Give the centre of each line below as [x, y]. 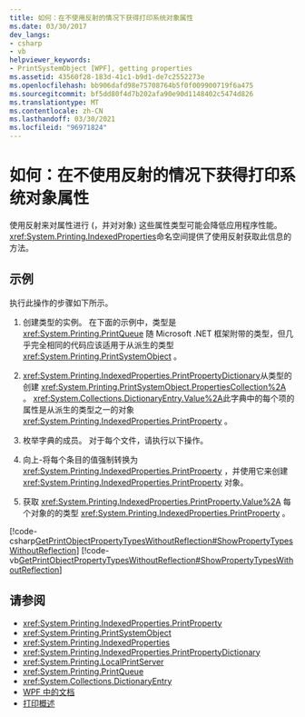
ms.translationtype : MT [54, 102]
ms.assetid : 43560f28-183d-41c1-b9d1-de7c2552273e [107, 77]
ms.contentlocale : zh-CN [56, 111]
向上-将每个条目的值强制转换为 [80, 459]
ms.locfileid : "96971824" [58, 128]
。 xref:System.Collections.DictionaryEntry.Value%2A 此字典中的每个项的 [158, 398]
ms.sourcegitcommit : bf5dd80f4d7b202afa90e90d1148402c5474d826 [132, 94]
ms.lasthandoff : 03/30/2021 [63, 119]
